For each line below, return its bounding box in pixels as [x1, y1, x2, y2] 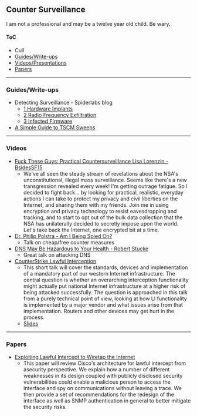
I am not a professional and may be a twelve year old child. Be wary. [6, 20, 171, 27]
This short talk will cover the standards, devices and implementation [23, 264, 188, 271]
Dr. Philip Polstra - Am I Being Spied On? [14, 232, 113, 240]
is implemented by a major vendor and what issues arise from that [23, 301, 184, 308]
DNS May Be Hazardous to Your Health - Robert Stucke [14, 245, 148, 252]
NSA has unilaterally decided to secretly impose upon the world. [23, 220, 179, 227]
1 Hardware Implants [23, 105, 73, 112]
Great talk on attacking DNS [23, 251, 91, 258]
